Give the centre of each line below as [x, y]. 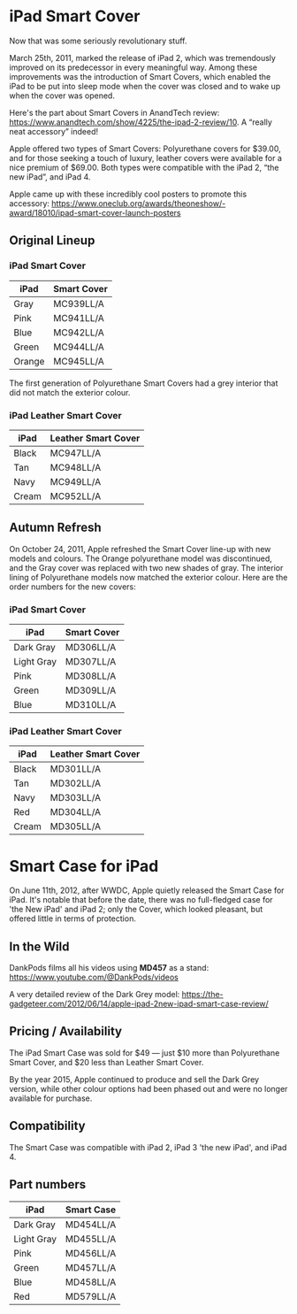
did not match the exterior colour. [70, 392]
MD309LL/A [91, 690]
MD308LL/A [91, 676]
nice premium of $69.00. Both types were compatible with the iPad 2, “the [145, 167]
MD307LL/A [91, 662]
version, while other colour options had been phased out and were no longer [148, 1088]
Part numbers [48, 1184]
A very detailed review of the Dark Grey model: [95, 995]
